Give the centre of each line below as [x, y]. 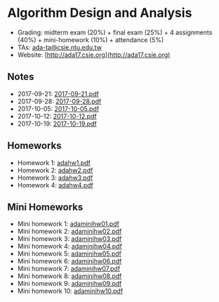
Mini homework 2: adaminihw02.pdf [69, 231]
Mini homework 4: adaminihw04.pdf [70, 247]
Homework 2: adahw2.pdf [55, 170]
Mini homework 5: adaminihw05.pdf [69, 254]
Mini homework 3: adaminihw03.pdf [69, 239]
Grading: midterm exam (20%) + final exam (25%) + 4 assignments [115, 32]
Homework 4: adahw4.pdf [55, 185]
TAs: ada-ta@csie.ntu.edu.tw [59, 47]
